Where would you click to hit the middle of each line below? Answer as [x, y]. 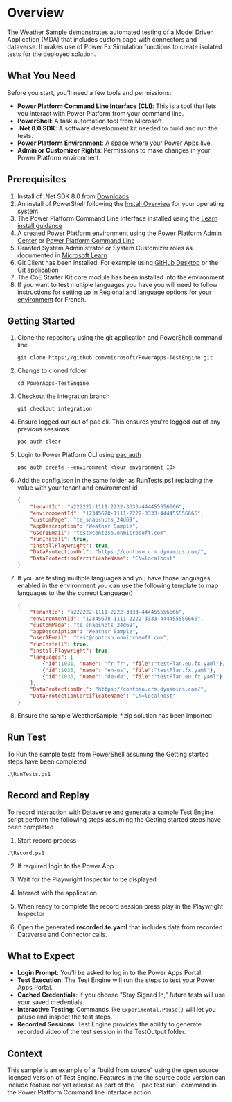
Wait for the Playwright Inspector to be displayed [87, 879]
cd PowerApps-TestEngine [53, 384]
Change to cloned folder [52, 371]
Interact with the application [57, 893]
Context [25, 1053]
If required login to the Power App [65, 866]
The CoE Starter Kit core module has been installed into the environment [121, 277]
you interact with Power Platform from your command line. [100, 113]
